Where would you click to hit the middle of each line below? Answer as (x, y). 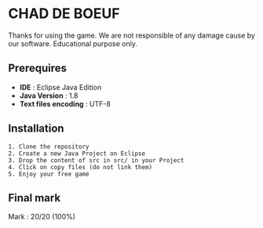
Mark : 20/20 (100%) (42, 217)
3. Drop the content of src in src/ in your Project (96, 160)
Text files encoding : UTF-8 (65, 103)
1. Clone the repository (49, 147)
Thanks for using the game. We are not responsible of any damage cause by (131, 35)
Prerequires (38, 69)
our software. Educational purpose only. (73, 43)
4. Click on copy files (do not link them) (80, 167)
